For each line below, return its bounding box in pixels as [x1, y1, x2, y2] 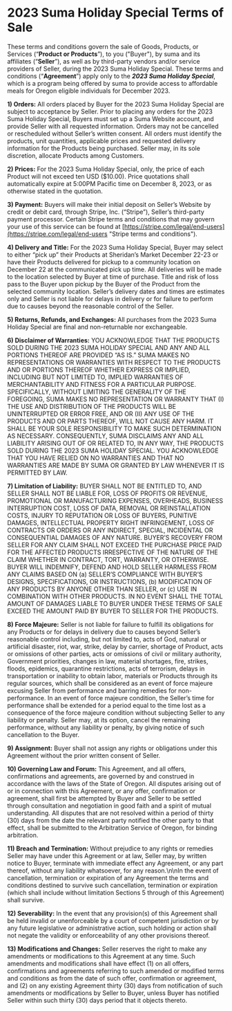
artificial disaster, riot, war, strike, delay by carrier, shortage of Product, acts [7, 642, 223, 650]
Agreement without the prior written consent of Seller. [7, 751, 161, 759]
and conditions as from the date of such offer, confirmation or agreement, [7, 974, 217, 982]
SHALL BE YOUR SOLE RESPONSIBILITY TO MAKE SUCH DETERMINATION [7, 424, 222, 432]
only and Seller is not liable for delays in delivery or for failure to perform [7, 294, 213, 302]
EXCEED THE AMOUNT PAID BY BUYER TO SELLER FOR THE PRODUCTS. [7, 607, 219, 615]
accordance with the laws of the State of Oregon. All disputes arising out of [7, 779, 222, 787]
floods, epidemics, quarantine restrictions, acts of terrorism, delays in [7, 664, 205, 673]
